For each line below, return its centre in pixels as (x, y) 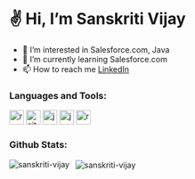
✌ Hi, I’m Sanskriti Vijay (97, 19)
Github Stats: (39, 145)
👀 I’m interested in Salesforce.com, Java (96, 49)
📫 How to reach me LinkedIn (76, 69)
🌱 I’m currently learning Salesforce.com (94, 59)
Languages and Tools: (58, 95)
